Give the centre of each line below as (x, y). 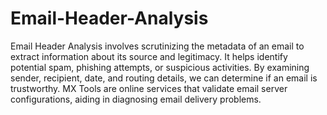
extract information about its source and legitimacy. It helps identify (149, 56)
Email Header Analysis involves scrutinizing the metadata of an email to (157, 46)
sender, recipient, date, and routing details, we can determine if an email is (164, 78)
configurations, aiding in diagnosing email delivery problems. (136, 99)
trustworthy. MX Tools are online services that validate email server (149, 88)
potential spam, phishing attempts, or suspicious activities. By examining (160, 67)
